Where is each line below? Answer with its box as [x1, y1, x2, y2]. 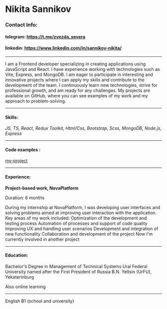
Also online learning [5, 284, 46, 290]
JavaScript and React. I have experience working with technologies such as [5, 66, 160, 72]
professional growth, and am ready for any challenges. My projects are [5, 87, 150, 93]
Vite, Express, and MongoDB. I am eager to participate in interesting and [5, 71, 153, 77]
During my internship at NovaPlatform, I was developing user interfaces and [5, 204, 161, 210]
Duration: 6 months [5, 195, 45, 201]
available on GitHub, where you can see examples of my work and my [5, 92, 148, 98]
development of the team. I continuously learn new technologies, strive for [5, 82, 158, 88]
